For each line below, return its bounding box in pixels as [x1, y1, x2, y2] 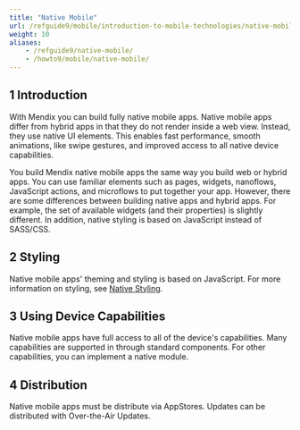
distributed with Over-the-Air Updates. [9, 410, 151, 421]
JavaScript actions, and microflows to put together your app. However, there [9, 185, 291, 197]
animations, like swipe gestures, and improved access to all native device [9, 139, 279, 150]
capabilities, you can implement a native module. [9, 351, 189, 362]
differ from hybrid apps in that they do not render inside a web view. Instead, [9, 121, 291, 131]
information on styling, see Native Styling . [9, 282, 163, 293]
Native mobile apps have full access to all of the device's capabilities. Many [9, 333, 287, 343]
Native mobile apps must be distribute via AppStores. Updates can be [9, 401, 266, 412]
